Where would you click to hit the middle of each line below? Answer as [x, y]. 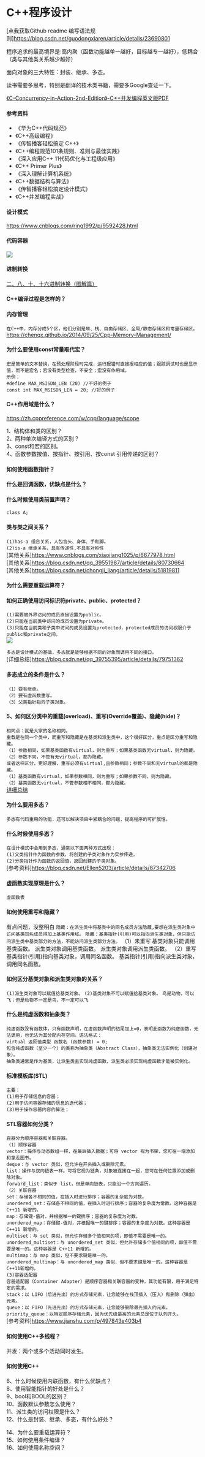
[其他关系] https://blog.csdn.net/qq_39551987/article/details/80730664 [95, 562]
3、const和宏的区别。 [34, 446]
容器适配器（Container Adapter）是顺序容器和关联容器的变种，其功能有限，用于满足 [100, 1282]
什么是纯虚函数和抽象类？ [39, 1014]
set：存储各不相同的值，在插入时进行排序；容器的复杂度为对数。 [76, 1197]
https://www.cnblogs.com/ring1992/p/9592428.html [72, 226]
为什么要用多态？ [28, 805]
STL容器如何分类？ [30, 1124]
